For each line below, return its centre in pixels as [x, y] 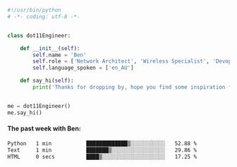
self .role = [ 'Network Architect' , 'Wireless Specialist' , [121, 61]
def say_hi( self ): [47, 81]
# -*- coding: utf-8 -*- [44, 17]
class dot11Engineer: [39, 35]
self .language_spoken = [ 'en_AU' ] [83, 68]
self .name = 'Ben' [60, 55]
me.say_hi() [25, 113]
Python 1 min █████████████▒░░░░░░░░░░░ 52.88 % [102, 143]
